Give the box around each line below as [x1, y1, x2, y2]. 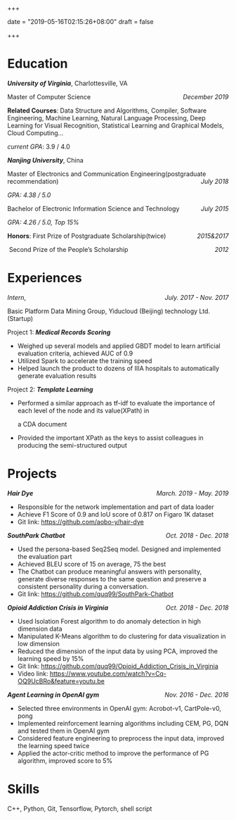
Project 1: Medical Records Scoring [7, 328, 111, 336]
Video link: [17, 669, 48, 678]
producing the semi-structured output [17, 441, 128, 449]
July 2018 [200, 177, 229, 185]
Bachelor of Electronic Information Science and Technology [7, 204, 180, 213]
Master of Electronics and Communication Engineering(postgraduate [7, 170, 206, 178]
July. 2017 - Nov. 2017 [164, 293, 229, 301]
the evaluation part [17, 552, 72, 560]
